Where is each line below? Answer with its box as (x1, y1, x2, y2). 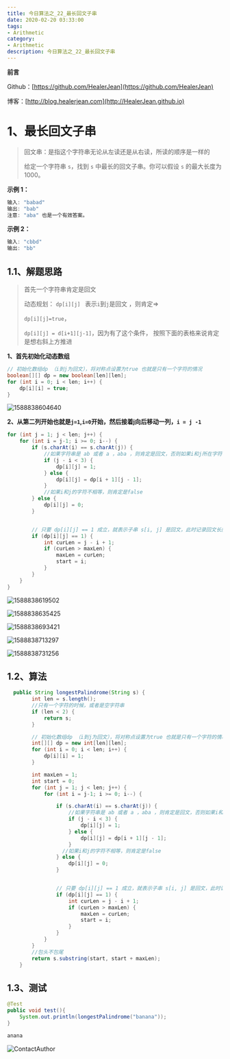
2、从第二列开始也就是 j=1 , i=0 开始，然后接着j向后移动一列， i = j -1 (7, 417, 202, 426)
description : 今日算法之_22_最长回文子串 (7, 49, 116, 56)
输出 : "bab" (7, 205, 39, 212)
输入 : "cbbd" (7, 239, 42, 245)
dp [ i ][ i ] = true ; (19, 385, 69, 391)
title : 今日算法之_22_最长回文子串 (7, 10, 97, 17)
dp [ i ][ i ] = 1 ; (43, 753, 84, 759)
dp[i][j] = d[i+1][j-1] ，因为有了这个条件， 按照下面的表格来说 (23, 329, 207, 337)
